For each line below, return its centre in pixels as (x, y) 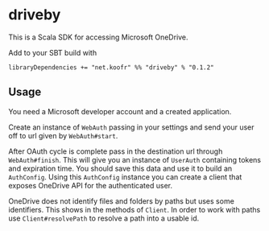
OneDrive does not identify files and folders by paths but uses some (122, 201)
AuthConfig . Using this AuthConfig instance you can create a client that (125, 177)
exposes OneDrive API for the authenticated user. (91, 185)
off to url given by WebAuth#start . (63, 135)
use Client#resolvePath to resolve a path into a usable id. (104, 218)
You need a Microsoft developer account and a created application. (120, 111)
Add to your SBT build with (53, 52)
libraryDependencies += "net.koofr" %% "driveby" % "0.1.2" (112, 67)
